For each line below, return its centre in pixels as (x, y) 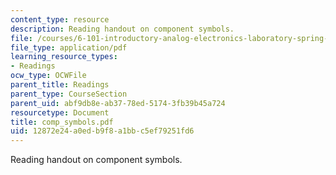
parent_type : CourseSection (69, 94)
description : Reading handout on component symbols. (122, 29)
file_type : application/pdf (69, 47)
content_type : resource (60, 19)
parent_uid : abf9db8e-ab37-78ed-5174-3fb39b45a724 (118, 103)
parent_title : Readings (60, 85)
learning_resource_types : (64, 57)
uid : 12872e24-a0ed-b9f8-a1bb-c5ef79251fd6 (102, 131)
